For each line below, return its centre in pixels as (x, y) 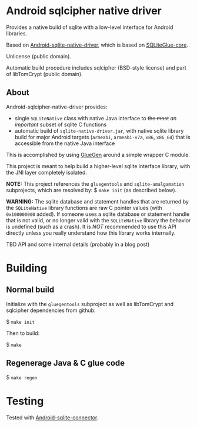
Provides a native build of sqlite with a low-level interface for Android (90, 27)
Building (27, 268)
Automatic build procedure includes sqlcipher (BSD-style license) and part (96, 68)
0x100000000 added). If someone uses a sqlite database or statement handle (98, 214)
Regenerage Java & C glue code (66, 363)
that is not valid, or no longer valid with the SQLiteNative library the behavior (98, 220)
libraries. (17, 33)
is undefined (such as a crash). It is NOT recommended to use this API (91, 226)
